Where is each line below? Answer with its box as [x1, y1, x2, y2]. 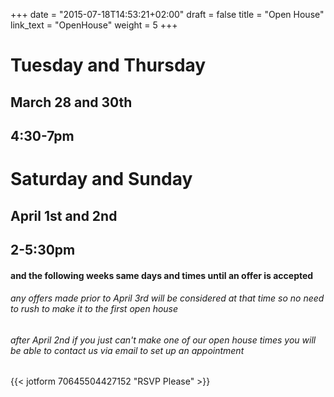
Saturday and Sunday [10, 168, 193, 191]
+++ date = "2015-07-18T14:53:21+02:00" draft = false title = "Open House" [10, 9, 325, 20]
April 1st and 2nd [10, 207, 118, 224]
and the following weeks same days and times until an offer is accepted [10, 269, 314, 281]
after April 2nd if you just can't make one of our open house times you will [10, 334, 317, 346]
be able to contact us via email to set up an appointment [10, 344, 245, 356]
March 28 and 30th [10, 94, 133, 111]
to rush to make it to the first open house [10, 303, 179, 315]
